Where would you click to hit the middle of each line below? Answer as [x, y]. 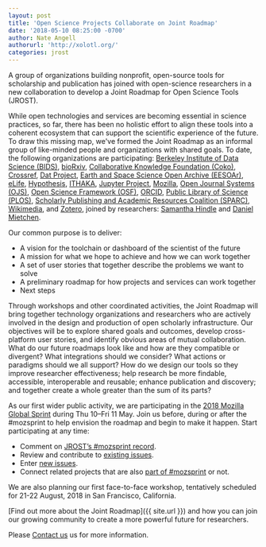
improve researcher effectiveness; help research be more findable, [118, 373]
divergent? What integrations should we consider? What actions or [117, 356]
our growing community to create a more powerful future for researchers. [129, 519]
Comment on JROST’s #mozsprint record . [88, 446]
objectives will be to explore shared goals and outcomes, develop [116, 331]
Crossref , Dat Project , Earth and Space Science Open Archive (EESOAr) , [126, 175]
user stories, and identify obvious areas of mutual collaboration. [141, 339]
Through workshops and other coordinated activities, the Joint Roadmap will [133, 306]
